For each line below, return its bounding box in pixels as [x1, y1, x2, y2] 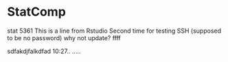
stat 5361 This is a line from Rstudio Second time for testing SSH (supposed [7, 27, 222, 35]
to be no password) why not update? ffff [7, 33, 122, 42]
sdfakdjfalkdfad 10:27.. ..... [7, 47, 81, 55]
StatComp [7, 4, 67, 20]
